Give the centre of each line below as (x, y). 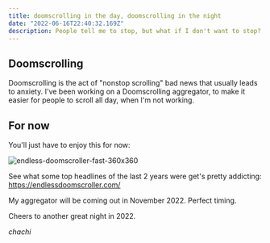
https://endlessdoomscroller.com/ (64, 185)
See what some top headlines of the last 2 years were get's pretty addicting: (135, 176)
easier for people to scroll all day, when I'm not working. (102, 100)
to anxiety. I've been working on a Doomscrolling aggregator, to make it (127, 92)
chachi (20, 232)
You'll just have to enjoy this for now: (69, 145)
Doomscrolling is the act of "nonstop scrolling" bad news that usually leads (133, 83)
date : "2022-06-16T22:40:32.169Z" (66, 23)
